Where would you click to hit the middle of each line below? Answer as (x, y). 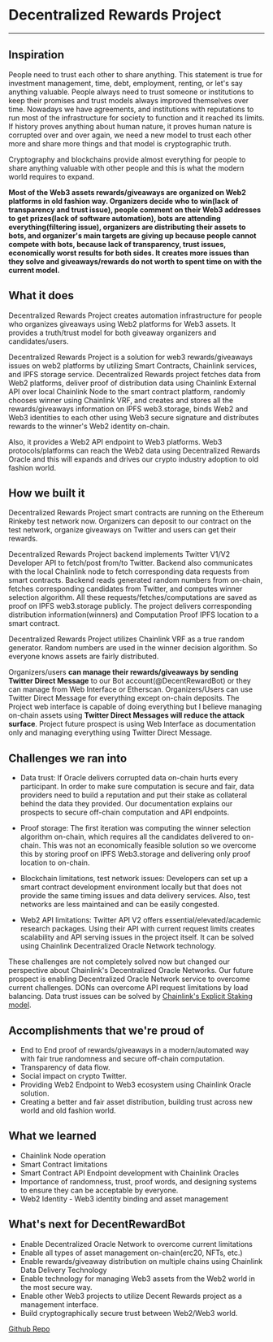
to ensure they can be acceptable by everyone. (99, 1190)
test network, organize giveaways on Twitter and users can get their (122, 530)
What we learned (52, 1136)
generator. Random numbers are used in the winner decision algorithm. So (133, 648)
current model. (34, 270)
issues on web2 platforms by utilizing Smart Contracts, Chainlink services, (133, 365)
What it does (41, 295)
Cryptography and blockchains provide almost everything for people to (127, 159)
